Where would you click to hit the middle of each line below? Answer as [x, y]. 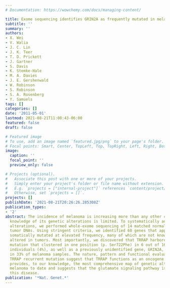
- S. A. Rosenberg [25, 94]
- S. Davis [17, 66]
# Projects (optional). [30, 174]
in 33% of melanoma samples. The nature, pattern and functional [80, 254]
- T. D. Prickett [24, 57]
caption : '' [23, 156]
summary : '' [18, 28]
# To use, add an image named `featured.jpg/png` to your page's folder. [85, 141]
